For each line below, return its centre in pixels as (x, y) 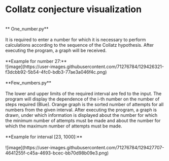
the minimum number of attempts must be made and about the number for (83, 120)
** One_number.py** (27, 28)
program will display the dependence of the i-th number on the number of (82, 99)
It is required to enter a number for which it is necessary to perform (76, 40)
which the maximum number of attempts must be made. (64, 126)
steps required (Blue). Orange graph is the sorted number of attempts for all (84, 104)
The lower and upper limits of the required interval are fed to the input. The (83, 93)
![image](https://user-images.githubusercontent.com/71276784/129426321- (84, 67)
